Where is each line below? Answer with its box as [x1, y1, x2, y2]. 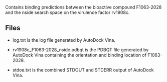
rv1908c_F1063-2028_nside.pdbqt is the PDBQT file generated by [12, 47, 149, 53]
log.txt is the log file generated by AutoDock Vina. [12, 37, 115, 43]
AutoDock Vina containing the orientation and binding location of [12, 52, 147, 58]
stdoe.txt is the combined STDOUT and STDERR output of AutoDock [12, 67, 154, 73]
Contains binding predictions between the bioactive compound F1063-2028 [5, 4, 162, 10]
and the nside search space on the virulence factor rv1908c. [5, 9, 130, 15]
